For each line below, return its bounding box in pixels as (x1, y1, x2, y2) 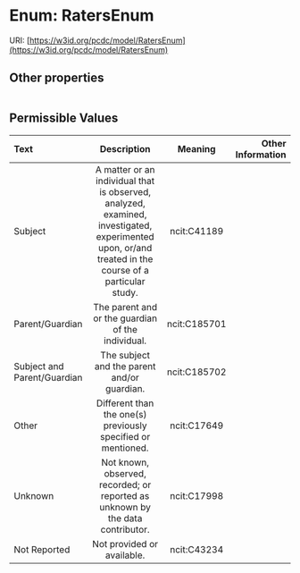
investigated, (97, 219, 153, 232)
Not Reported (13, 543, 71, 555)
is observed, (99, 185, 152, 198)
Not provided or (92, 537, 159, 550)
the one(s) (103, 408, 147, 420)
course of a (101, 264, 149, 276)
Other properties (9, 71, 104, 86)
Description (99, 142, 151, 155)
